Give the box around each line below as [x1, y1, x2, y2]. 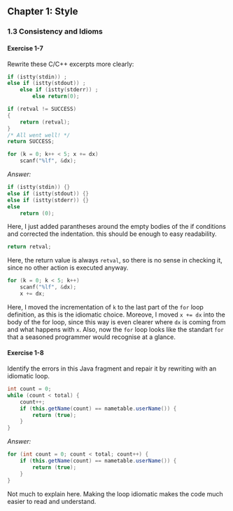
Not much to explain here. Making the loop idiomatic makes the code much [7, 489, 224, 498]
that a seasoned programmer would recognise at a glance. [7, 333, 176, 341]
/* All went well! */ [7, 131, 71, 139]
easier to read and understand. [7, 497, 97, 505]
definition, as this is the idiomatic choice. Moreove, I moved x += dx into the [7, 310, 225, 319]
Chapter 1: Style [7, 6, 78, 18]
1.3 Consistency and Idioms [7, 27, 103, 36]
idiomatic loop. [7, 372, 50, 380]
